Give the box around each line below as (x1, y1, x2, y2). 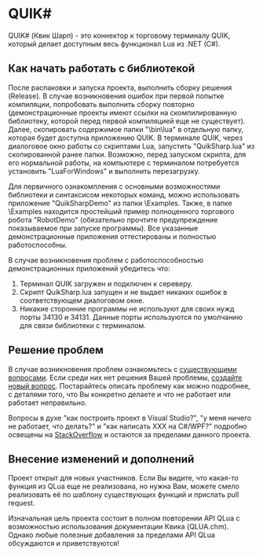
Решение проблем (8, 344, 104, 357)
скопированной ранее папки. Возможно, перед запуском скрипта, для (8, 149, 247, 159)
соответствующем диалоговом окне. (19, 296, 145, 305)
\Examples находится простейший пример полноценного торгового (8, 206, 235, 216)
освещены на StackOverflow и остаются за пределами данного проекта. (8, 429, 251, 439)
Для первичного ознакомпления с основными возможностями (8, 182, 221, 191)
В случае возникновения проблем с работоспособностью (8, 255, 204, 264)
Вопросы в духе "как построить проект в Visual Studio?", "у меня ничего (8, 413, 252, 422)
